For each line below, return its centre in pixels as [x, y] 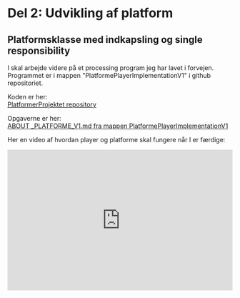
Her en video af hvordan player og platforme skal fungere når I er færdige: [116, 140]
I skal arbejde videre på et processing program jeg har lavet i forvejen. [111, 68]
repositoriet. [25, 83]
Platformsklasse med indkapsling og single [105, 40]
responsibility [39, 50]
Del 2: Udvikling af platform [90, 13]
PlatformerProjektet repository [52, 104]
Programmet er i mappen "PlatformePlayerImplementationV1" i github [109, 75]
